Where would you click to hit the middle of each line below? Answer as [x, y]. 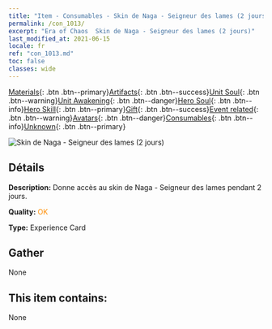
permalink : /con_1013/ [47, 24]
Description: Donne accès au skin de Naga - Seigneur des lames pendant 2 [135, 187]
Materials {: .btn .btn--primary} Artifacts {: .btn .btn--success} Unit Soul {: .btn [134, 92]
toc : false [27, 62]
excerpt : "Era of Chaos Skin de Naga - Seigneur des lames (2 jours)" [132, 31]
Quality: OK [28, 211]
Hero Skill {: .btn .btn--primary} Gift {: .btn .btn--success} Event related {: [141, 109]
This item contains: [58, 298]
